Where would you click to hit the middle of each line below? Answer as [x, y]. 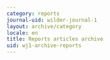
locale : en [22, 33]
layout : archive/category [44, 26]
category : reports [33, 13]
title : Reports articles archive [55, 39]
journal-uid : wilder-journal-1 [52, 20]
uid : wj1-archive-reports [44, 46]
